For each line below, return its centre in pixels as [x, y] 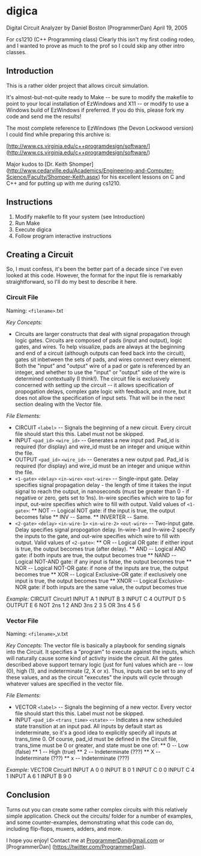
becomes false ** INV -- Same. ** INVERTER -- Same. [82, 517]
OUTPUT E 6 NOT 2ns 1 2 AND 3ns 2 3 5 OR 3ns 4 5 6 [73, 605]
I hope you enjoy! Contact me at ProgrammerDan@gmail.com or [85, 840]
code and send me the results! [44, 116]
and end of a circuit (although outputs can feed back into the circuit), [100, 353]
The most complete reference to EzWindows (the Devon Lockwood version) [100, 128]
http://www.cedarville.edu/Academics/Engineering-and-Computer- [91, 170]
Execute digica [33, 229]
